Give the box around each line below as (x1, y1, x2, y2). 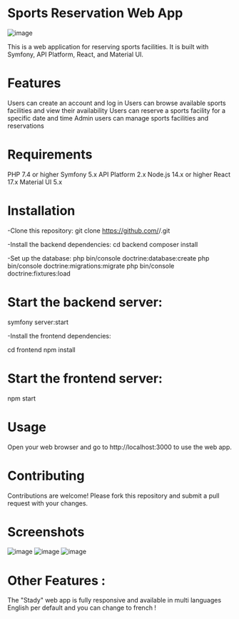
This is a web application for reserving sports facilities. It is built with (7, 42, 209, 51)
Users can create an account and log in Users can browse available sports (7, 99, 226, 107)
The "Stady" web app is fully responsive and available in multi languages (7, 596, 222, 605)
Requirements (7, 146, 93, 163)
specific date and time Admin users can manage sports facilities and (7, 114, 209, 122)
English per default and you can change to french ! (7, 603, 157, 612)
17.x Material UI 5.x (7, 177, 63, 186)
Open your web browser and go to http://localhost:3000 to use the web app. (7, 443, 232, 451)
